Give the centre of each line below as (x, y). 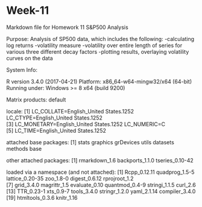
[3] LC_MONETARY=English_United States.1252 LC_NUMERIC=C (86, 124)
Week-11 (28, 11)
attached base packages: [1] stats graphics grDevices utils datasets (90, 142)
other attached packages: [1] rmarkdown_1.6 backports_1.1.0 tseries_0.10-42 (100, 160)
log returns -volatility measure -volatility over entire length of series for (94, 45)
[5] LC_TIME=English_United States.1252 (56, 130)
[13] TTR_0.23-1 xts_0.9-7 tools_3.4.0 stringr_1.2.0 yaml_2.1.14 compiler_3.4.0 (101, 191)
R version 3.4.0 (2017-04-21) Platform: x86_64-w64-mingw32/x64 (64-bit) (99, 81)
